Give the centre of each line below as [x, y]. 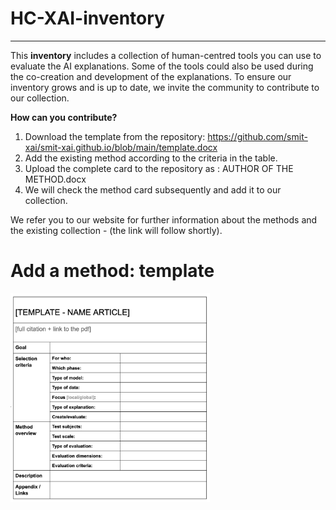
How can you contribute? [64, 117]
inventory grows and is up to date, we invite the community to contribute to [165, 87]
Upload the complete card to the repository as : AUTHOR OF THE [159, 168]
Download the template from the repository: [115, 136]
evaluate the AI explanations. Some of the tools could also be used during [162, 66]
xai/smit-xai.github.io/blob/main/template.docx [121, 147]
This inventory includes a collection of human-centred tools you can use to [166, 55]
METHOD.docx [55, 179]
